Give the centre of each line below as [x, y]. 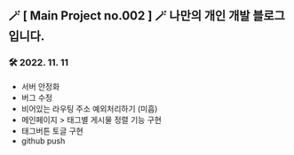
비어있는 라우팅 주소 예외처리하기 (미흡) [89, 108]
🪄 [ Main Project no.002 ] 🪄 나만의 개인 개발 [129, 16]
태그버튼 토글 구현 [52, 130]
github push [43, 141]
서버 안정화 [40, 86]
